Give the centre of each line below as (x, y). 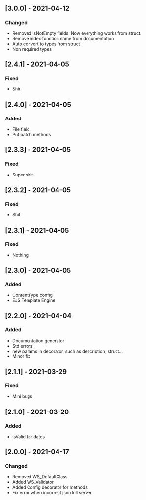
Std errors (22, 346)
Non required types (32, 49)
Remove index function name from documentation (63, 38)
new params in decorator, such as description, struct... (68, 351)
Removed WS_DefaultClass (40, 476)
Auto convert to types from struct (46, 44)
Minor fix (21, 356)
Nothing (20, 255)
